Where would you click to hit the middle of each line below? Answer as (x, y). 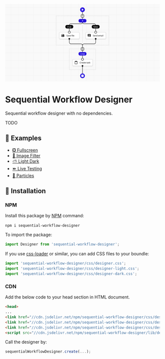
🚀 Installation (26, 191)
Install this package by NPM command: (45, 216)
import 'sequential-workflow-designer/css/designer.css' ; (66, 264)
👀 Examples (23, 138)
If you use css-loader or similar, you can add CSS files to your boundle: (77, 254)
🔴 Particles (23, 176)
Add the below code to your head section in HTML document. (68, 297)
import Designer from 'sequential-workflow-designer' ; (62, 244)
